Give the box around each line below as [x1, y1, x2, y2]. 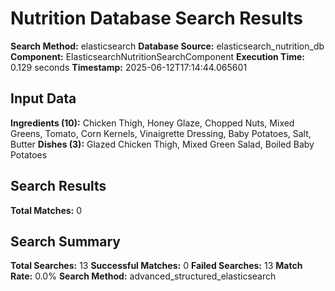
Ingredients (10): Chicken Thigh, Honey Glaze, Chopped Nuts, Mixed [10, 117, 295, 129]
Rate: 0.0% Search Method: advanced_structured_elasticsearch [10, 270, 277, 282]
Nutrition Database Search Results [10, 7, 303, 30]
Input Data [10, 90, 77, 107]
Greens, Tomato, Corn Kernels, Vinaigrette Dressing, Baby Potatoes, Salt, [10, 127, 312, 139]
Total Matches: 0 [10, 204, 83, 216]
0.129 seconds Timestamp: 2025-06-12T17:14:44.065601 [10, 61, 248, 73]
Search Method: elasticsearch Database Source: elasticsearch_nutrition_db [10, 40, 325, 52]
